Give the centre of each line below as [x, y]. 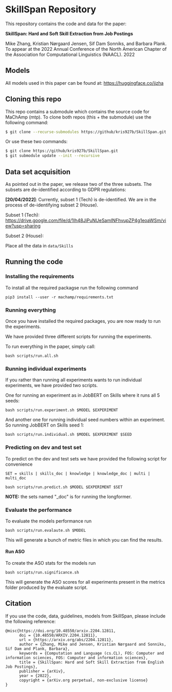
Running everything [31, 310]
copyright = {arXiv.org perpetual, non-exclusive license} [83, 680]
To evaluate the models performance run [49, 521]
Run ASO [15, 552]
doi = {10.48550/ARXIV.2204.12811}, [58, 635]
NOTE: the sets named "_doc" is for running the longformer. [69, 496]
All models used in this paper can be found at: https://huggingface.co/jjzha [84, 83]
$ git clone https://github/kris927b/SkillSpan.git [62, 151]
